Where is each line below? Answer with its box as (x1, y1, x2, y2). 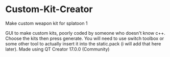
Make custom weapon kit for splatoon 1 (5, 20, 88, 26)
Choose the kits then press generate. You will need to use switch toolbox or (5, 35, 164, 41)
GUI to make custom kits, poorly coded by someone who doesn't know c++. (5, 30, 165, 36)
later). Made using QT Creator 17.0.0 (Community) (5, 46, 110, 52)
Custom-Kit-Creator (5, 4, 93, 15)
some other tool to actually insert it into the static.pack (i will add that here (5, 40, 161, 46)
